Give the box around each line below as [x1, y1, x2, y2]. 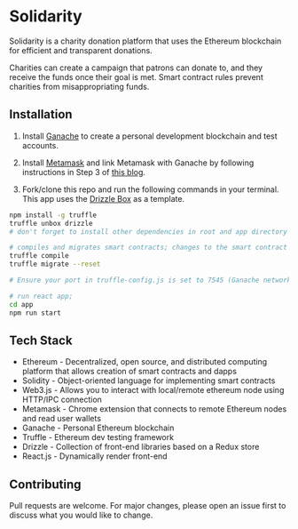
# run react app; [9, 292, 74, 301]
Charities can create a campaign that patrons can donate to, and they [9, 62, 263, 73]
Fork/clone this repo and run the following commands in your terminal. [21, 184, 279, 195]
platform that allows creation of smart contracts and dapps [21, 366, 238, 377]
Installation [9, 107, 73, 122]
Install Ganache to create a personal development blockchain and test [21, 131, 278, 141]
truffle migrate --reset [9, 260, 101, 269]
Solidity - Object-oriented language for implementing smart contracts [21, 375, 276, 386]
